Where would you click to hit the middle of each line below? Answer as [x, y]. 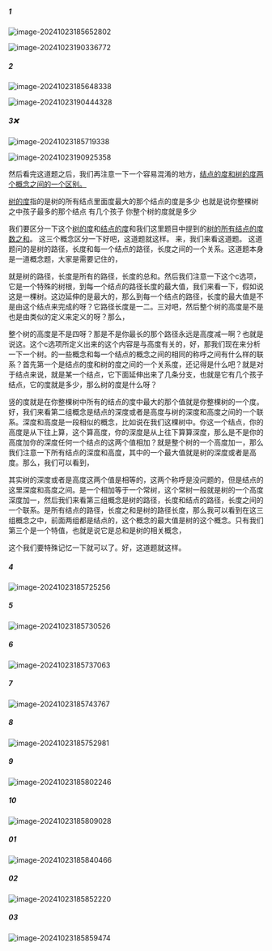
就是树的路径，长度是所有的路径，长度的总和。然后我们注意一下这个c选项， [134, 276]
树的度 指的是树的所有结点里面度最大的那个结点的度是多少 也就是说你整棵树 [134, 201]
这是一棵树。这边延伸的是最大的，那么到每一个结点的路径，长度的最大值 [129, 296]
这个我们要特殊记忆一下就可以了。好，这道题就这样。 [97, 548]
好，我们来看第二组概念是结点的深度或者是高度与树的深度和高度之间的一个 [132, 412]
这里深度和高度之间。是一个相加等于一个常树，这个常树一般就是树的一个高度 [136, 489]
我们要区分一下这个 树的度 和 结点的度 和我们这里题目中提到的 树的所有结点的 [132, 228]
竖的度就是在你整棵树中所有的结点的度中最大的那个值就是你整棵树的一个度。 [136, 402]
